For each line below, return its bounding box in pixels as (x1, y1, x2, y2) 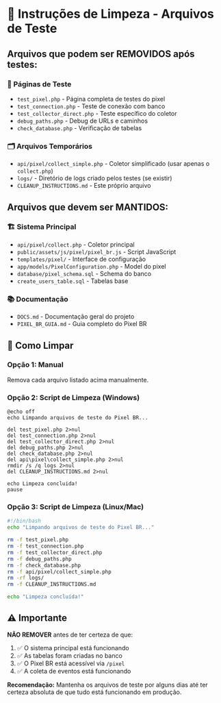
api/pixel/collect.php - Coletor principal (16, 240, 135, 249)
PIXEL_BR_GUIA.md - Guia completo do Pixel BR (16, 320, 147, 328)
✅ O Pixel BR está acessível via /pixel (16, 659, 125, 667)
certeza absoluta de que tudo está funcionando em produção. (7, 688, 182, 696)
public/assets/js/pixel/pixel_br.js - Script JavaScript (16, 247, 177, 256)
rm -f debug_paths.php (7, 555, 72, 563)
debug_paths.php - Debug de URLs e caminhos (16, 116, 148, 125)
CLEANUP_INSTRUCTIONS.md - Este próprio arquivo (16, 182, 151, 190)
